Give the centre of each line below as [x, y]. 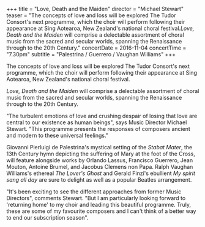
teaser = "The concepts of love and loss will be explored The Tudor [91, 15]
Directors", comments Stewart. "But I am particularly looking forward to [96, 198]
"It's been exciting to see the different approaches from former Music [94, 192]
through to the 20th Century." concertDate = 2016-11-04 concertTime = [96, 48]
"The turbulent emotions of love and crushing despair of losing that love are [102, 116]
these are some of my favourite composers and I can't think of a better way [101, 211]
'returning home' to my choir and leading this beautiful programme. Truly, [99, 205]
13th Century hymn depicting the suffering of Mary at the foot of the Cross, [101, 154]
